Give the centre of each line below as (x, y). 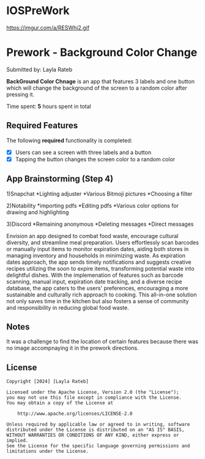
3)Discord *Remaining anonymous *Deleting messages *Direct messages (100, 224)
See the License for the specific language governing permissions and (98, 446)
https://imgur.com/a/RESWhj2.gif (48, 28)
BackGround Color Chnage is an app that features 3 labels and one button (100, 81)
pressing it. (20, 94)
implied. (17, 441)
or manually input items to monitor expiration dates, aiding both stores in (98, 249)
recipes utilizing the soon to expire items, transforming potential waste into (100, 268)
